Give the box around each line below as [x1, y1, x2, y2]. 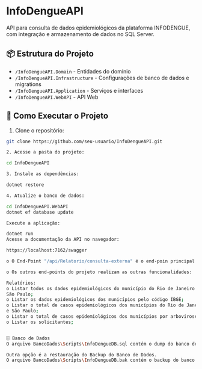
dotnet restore [6, 182, 44, 188]
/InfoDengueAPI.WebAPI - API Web [14, 93, 99, 101]
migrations [14, 80, 42, 88]
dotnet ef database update [6, 209, 74, 215]
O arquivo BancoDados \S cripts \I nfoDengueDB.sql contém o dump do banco [6, 341, 189, 347]
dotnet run [6, 231, 34, 237]
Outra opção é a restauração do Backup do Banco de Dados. [6, 352, 158, 358]
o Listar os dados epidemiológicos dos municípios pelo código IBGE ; [6, 297, 185, 303]
